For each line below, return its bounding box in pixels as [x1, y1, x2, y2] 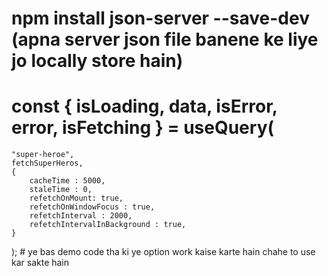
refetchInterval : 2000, [29, 211, 133, 221]
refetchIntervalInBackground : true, [29, 220, 187, 230]
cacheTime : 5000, [29, 176, 106, 186]
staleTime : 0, [29, 185, 93, 195]
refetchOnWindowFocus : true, [29, 202, 156, 212]
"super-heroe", [11, 150, 75, 160]
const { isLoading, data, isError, [11, 95, 278, 118]
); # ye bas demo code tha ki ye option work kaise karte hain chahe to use [11, 246, 316, 258]
